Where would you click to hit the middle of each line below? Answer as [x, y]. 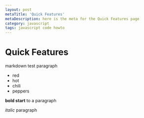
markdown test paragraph [31, 66]
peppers [21, 91]
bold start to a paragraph [31, 101]
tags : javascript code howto [35, 28]
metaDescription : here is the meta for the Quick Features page [72, 19]
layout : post [18, 10]
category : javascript [27, 23]
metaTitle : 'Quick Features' [35, 14]
